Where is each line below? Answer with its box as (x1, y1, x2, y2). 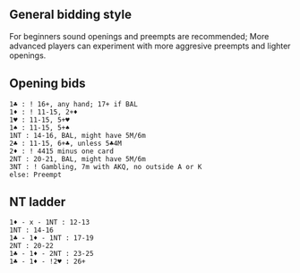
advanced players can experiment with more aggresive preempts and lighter (9, 40, 291, 51)
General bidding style (9, 7, 133, 22)
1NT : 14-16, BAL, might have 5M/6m (9, 131, 146, 140)
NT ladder (9, 194, 66, 209)
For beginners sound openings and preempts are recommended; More (9, 30, 270, 41)
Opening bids (9, 76, 86, 91)
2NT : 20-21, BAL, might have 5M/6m (9, 154, 146, 164)
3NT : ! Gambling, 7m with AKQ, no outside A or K (9, 162, 202, 171)
